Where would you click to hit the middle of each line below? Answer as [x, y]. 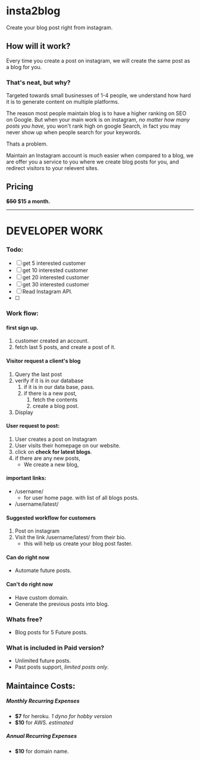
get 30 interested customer [56, 285]
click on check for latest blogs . [53, 452]
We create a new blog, [51, 464]
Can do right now [28, 557]
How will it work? [38, 46]
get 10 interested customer [55, 270]
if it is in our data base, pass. [59, 387]
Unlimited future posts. [43, 661]
